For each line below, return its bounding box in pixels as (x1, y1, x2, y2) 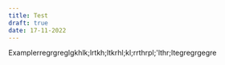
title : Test (8, 11, 48, 20)
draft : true (8, 19, 48, 27)
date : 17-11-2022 (8, 26, 67, 34)
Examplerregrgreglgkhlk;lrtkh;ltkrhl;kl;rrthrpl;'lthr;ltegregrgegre (8, 48, 217, 58)
